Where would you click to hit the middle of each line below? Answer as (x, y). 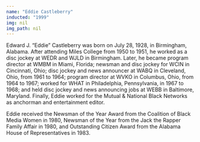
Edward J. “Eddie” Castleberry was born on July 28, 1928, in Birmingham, (96, 45)
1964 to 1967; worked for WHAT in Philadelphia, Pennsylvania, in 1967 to (95, 84)
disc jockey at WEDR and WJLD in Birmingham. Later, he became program (98, 58)
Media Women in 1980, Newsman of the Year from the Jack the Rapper (93, 121)
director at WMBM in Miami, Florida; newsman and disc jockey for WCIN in (98, 64)
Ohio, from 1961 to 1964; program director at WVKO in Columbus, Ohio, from (100, 77)
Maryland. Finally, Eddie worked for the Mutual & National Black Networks (97, 96)
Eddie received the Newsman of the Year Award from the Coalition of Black (99, 114)
